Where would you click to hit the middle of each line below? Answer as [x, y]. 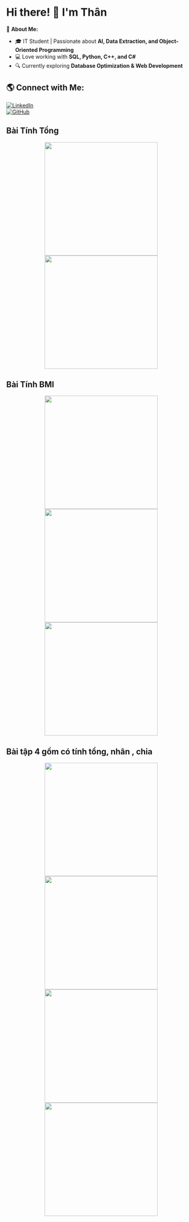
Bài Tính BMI [30, 384]
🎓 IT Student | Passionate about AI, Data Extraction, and [86, 41]
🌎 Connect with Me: [45, 88]
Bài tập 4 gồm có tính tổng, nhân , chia [79, 752]
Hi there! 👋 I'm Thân [57, 12]
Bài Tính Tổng [33, 131]
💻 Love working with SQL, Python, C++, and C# [75, 56]
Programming [56, 50]
